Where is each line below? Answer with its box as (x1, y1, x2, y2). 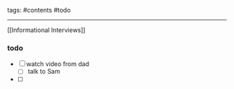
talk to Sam (27, 67, 61, 76)
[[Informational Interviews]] (7, 26, 86, 34)
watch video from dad (26, 60, 89, 68)
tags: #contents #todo (7, 6, 71, 14)
